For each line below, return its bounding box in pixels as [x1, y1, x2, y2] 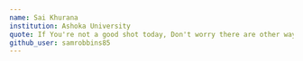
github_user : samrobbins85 [9, 38, 111, 48]
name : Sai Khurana [9, 13, 78, 22]
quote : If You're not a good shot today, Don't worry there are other [9, 30, 280, 39]
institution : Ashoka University [9, 22, 131, 30]
